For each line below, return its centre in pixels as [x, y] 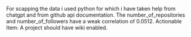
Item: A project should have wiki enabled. [57, 27]
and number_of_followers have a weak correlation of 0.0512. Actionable [94, 21]
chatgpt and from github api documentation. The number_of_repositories [96, 15]
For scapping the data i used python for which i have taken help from [91, 9]
